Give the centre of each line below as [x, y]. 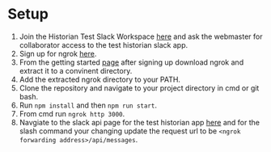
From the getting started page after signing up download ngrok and [131, 62]
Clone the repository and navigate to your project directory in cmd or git [139, 88]
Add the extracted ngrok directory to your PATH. [100, 79]
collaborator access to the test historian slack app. [104, 44]
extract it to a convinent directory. [76, 70]
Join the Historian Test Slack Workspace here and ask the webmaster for [141, 36]
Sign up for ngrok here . [58, 53]
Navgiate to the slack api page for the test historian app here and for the [140, 122]
